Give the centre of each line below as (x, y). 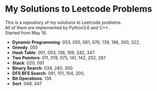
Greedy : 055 (25, 47)
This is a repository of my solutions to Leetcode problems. (63, 22)
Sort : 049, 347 (27, 83)
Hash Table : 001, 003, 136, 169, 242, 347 (53, 53)
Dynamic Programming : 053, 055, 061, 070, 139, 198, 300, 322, (76, 42)
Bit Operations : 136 (32, 78)
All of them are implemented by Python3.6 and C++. (57, 27)
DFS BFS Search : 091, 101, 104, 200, (48, 73)
